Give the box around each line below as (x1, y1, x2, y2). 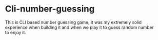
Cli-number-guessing (5, 3, 95, 14)
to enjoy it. (5, 29, 26, 35)
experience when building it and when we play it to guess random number (5, 24, 154, 30)
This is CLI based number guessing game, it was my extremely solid (5, 19, 142, 25)
